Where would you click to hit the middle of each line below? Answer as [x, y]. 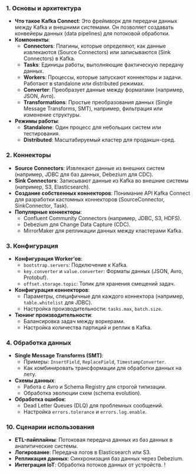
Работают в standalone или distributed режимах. [84, 84]
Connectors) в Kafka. [49, 59]
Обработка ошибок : [40, 399]
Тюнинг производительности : [54, 315]
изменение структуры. [52, 115]
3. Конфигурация [32, 246]
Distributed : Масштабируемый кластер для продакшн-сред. [99, 140]
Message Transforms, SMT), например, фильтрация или [93, 109]
